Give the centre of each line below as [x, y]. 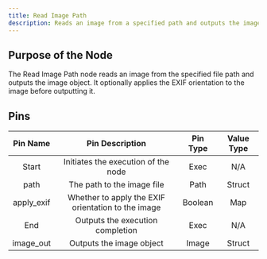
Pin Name [32, 144]
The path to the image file [116, 185]
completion [116, 230]
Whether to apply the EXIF [116, 198]
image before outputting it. [52, 91]
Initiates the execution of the [116, 162]
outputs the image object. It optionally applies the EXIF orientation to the [126, 83]
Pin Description [116, 144]
